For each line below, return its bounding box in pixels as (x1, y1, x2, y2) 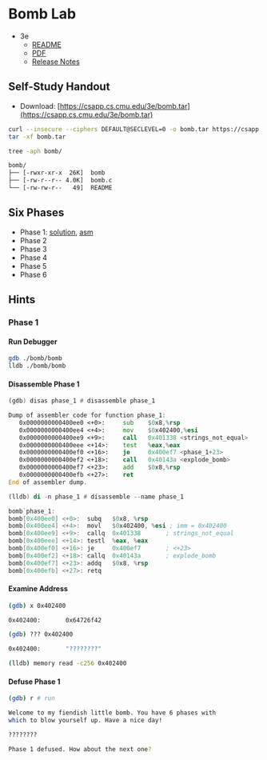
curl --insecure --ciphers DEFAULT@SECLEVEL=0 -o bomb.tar (8, 125, 209, 133)
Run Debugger (8, 337, 58, 346)
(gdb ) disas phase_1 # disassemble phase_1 (8, 397, 156, 405)
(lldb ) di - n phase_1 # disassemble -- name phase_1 (8, 493, 184, 501)
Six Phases (8, 206, 65, 220)
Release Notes (31, 57, 80, 66)
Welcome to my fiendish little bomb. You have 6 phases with (8, 709, 217, 717)
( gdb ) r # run (8, 694, 56, 702)
